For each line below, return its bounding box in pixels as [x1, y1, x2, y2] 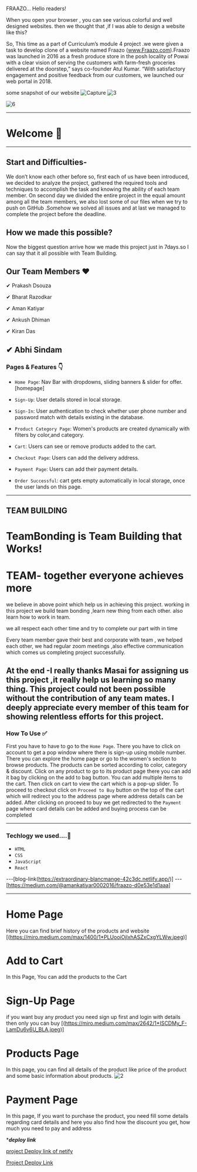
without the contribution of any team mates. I [6, 693, 174, 703]
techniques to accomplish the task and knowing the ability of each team [6, 185, 180, 192]
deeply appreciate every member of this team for [6, 702, 189, 712]
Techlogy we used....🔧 [6, 832, 72, 840]
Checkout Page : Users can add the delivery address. [14, 454, 140, 462]
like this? [6, 29, 28, 36]
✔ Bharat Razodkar [6, 294, 52, 301]
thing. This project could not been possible [6, 684, 166, 694]
